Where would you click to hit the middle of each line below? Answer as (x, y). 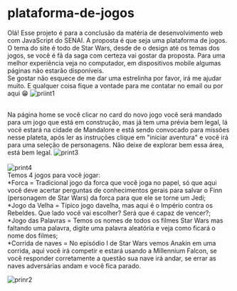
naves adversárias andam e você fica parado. (74, 265)
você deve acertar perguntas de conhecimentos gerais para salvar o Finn (115, 190)
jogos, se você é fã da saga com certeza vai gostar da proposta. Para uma (116, 55)
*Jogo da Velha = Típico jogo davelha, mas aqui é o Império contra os (110, 205)
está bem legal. (30, 152)
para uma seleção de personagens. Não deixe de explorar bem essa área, (116, 144)
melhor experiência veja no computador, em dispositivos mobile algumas (114, 63)
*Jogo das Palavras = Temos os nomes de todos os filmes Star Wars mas (115, 220)
